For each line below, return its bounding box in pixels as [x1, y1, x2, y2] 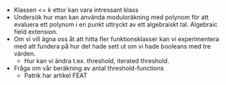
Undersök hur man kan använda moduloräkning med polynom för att [13, 13, 209, 21]
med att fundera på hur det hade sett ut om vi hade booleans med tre [13, 42, 211, 50]
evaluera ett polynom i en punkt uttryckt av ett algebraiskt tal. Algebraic [13, 21, 218, 28]
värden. [13, 49, 36, 58]
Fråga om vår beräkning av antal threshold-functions [13, 64, 164, 72]
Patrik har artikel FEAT [23, 71, 88, 80]
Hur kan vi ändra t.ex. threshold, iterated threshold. [23, 57, 169, 64]
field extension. [13, 27, 58, 36]
